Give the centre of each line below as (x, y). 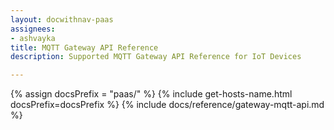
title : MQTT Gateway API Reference (84, 47)
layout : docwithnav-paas (62, 19)
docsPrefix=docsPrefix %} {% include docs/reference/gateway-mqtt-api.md (167, 105)
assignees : (33, 29)
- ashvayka (33, 38)
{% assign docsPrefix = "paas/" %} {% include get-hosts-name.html (151, 94)
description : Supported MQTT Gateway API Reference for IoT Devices (156, 57)
